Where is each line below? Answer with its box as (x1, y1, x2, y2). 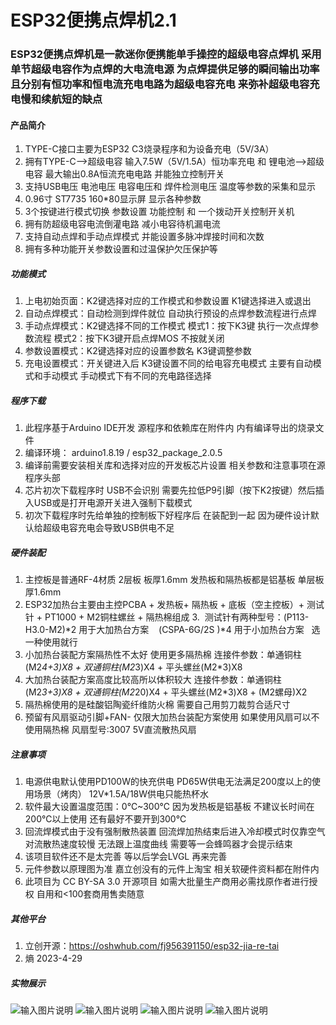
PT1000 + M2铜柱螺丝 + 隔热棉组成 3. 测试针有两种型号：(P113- (44, 611, 310, 623)
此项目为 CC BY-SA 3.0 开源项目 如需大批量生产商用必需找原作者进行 (24, 876, 310, 888)
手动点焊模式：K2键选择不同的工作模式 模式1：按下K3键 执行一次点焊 (24, 320, 311, 332)
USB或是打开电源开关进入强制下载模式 (33, 497, 193, 509)
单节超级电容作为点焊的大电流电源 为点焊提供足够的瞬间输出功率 (10, 62, 320, 76)
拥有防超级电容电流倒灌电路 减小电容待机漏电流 (24, 218, 221, 230)
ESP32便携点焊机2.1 (10, 9, 177, 32)
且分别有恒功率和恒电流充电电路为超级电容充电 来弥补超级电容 (10, 77, 310, 91)
